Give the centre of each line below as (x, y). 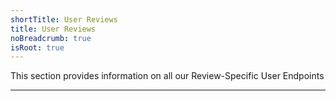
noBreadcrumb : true (51, 38)
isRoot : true (37, 47)
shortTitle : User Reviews (64, 19)
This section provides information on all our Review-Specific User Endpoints (167, 76)
